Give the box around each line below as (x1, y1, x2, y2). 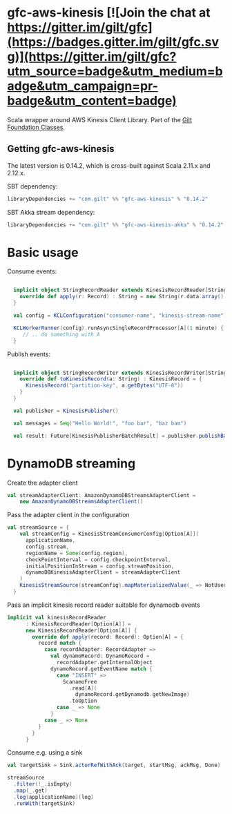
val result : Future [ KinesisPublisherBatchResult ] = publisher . (13, 432, 199, 439)
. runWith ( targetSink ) (13, 800, 76, 807)
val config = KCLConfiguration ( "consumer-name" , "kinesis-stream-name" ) (13, 312, 227, 319)
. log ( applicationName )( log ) (13, 793, 95, 800)
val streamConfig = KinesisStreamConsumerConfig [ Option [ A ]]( (19, 530, 199, 538)
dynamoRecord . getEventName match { (50, 665, 153, 672)
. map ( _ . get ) (13, 787, 48, 794)
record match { (37, 640, 81, 647)
